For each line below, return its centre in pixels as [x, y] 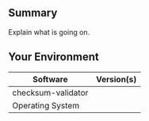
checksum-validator [50, 93]
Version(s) [117, 79]
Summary [33, 13]
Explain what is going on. [49, 32]
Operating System [46, 105]
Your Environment [53, 57]
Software [50, 79]
